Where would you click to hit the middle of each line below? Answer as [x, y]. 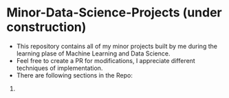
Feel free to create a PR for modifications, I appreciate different [106, 60]
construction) [46, 27]
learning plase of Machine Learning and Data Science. [93, 53]
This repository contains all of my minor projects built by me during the [117, 46]
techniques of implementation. [59, 68]
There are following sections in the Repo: [75, 75]
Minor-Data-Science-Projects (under [115, 13]
